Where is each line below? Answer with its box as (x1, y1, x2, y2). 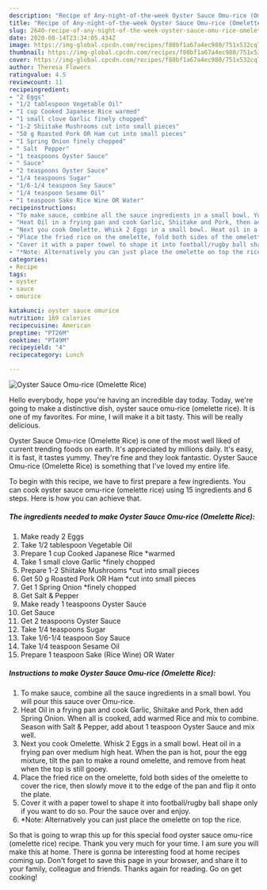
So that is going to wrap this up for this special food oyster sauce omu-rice (9, 830, 253, 839)
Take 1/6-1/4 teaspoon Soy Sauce (20, 633, 131, 642)
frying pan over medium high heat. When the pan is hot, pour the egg (20, 747, 247, 756)
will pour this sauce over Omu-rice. (20, 696, 135, 706)
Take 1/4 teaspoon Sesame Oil (20, 641, 120, 651)
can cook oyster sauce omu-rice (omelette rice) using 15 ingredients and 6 (9, 486, 253, 494)
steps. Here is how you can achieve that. (9, 493, 142, 503)
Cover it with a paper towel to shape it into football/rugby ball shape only (20, 798, 258, 807)
